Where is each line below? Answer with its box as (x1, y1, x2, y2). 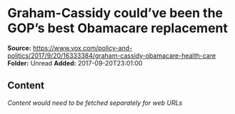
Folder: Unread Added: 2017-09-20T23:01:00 (7, 58, 143, 67)
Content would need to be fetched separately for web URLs (7, 98, 183, 107)
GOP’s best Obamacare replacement (7, 20, 229, 36)
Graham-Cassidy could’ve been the (7, 5, 224, 21)
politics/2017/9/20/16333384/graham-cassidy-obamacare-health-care (7, 51, 216, 60)
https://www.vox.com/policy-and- (33, 43, 133, 52)
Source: (7, 43, 32, 52)
